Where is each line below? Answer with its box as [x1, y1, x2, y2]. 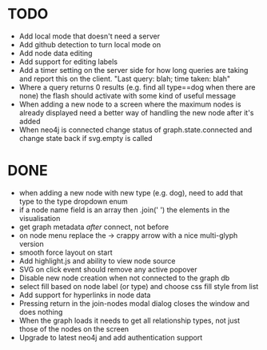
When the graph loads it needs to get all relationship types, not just [18, 316, 241, 325]
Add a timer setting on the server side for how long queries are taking [18, 65, 249, 74]
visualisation [18, 213, 61, 223]
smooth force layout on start [18, 247, 113, 257]
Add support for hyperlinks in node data [18, 290, 151, 300]
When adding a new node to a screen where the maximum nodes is [18, 99, 241, 109]
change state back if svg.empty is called [18, 133, 153, 143]
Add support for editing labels [18, 57, 118, 66]
